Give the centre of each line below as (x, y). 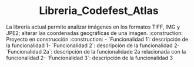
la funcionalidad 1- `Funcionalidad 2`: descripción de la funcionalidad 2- (93, 45)
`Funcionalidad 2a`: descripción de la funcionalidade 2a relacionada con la (96, 51)
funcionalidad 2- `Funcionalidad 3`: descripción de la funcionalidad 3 (90, 58)
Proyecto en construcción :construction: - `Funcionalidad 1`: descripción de (97, 39)
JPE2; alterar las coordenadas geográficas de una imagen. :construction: (95, 33)
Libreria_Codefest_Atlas (99, 11)
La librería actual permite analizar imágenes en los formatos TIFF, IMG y (93, 27)
